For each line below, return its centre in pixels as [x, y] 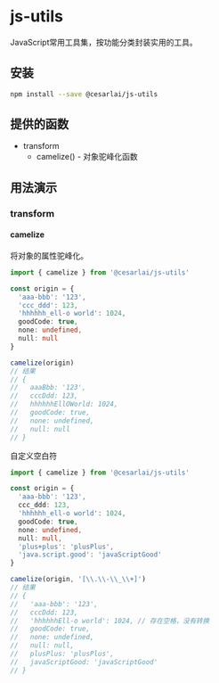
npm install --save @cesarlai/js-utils [84, 94]
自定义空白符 [33, 456]
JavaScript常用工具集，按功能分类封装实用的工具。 [104, 42]
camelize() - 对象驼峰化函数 [87, 157]
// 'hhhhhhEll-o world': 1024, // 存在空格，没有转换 [110, 621]
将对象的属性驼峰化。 [49, 255]
